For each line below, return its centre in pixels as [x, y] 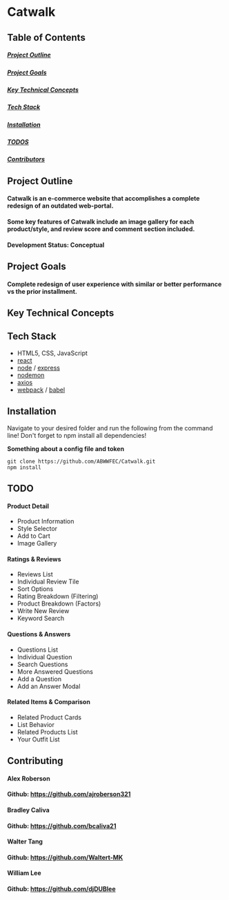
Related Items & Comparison [49, 702]
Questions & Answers [39, 634]
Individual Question [44, 657]
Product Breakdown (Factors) [59, 603]
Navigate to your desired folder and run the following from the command [110, 428]
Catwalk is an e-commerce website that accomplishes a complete [103, 199]
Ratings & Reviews [34, 559]
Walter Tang [25, 841]
